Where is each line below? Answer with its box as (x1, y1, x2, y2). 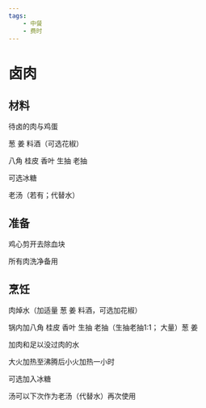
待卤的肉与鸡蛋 (8, 122, 58, 132)
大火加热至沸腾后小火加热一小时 (8, 357, 115, 366)
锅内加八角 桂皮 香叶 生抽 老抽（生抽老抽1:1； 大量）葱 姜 (8, 322, 199, 332)
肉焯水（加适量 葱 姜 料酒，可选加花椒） (8, 305, 142, 315)
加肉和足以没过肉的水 (8, 340, 79, 349)
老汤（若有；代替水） (8, 191, 79, 200)
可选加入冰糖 (8, 374, 51, 384)
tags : (8, 11, 27, 20)
